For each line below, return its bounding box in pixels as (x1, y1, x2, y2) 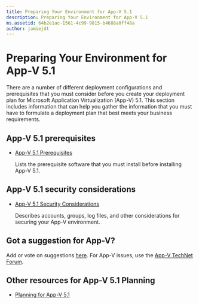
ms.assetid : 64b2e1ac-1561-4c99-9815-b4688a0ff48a (6, 20, 135, 26)
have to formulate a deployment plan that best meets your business (6, 109, 172, 117)
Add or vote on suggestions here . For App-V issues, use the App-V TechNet (6, 251, 193, 258)
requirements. (6, 116, 41, 123)
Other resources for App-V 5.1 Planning (6, 275, 155, 285)
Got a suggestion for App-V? (6, 236, 115, 246)
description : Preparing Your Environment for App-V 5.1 (6, 14, 148, 20)
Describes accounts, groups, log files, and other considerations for (14, 212, 180, 219)
